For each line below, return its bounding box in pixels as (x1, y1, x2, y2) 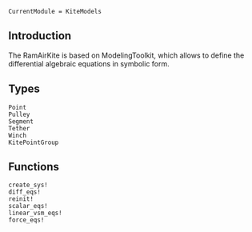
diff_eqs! (8, 188, 42, 196)
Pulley (8, 110, 30, 118)
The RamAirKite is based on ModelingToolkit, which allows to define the (8, 50, 245, 60)
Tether (8, 124, 30, 132)
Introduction (8, 29, 72, 43)
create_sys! (8, 181, 48, 190)
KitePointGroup (8, 138, 59, 146)
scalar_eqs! (8, 202, 48, 210)
